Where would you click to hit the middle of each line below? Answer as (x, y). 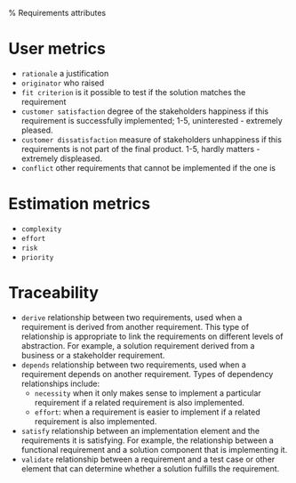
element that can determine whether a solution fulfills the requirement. (150, 468)
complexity (41, 229)
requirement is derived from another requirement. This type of (135, 326)
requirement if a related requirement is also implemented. (140, 402)
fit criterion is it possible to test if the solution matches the (133, 92)
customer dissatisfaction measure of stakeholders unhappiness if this (151, 139)
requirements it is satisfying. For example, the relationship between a (148, 440)
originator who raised (63, 83)
